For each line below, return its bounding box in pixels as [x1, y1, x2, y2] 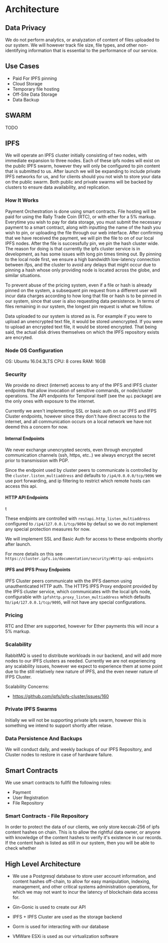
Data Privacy [5, 24, 46, 32]
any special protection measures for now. [5, 526, 91, 532]
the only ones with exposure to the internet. [5, 398, 95, 405]
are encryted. [5, 334, 34, 340]
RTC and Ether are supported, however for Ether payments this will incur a [5, 623, 159, 629]
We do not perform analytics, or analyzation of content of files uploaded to [5, 37, 159, 43]
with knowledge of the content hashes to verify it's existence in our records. [5, 835, 162, 841]
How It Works [5, 197, 39, 204]
